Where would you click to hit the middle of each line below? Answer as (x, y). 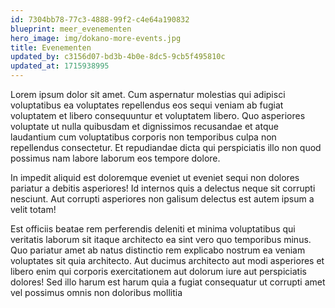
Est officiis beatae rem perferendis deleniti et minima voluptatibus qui (153, 229)
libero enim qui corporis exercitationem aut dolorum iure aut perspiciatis (158, 271)
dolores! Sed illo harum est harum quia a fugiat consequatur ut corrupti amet (168, 282)
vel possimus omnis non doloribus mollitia (96, 292)
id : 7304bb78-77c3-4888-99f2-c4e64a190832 (100, 19)
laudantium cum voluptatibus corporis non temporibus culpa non (143, 137)
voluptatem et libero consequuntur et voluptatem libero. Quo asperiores (158, 115)
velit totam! (33, 209)
